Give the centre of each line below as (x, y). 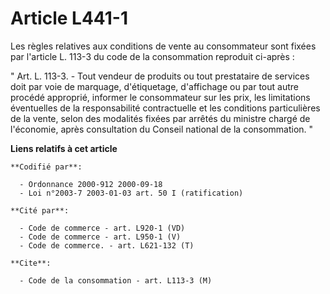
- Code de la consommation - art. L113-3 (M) (116, 280)
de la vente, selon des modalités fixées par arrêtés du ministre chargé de (160, 118)
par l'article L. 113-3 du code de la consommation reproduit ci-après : (152, 56)
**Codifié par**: (46, 167)
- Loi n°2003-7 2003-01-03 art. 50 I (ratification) (131, 193)
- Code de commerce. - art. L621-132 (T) (107, 245)
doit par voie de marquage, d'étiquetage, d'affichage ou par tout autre (154, 86)
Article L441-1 (69, 18)
